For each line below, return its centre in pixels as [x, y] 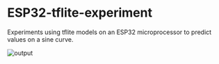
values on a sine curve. [40, 39]
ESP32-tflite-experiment [80, 13]
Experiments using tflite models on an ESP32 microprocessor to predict [109, 32]
